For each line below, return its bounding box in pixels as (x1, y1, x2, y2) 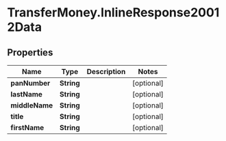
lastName (10, 90, 43, 99)
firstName (10, 123, 45, 132)
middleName (10, 101, 53, 110)
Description (86, 67, 126, 76)
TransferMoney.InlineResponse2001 (7, 5, 220, 21)
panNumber (10, 79, 51, 88)
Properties (7, 47, 53, 58)
